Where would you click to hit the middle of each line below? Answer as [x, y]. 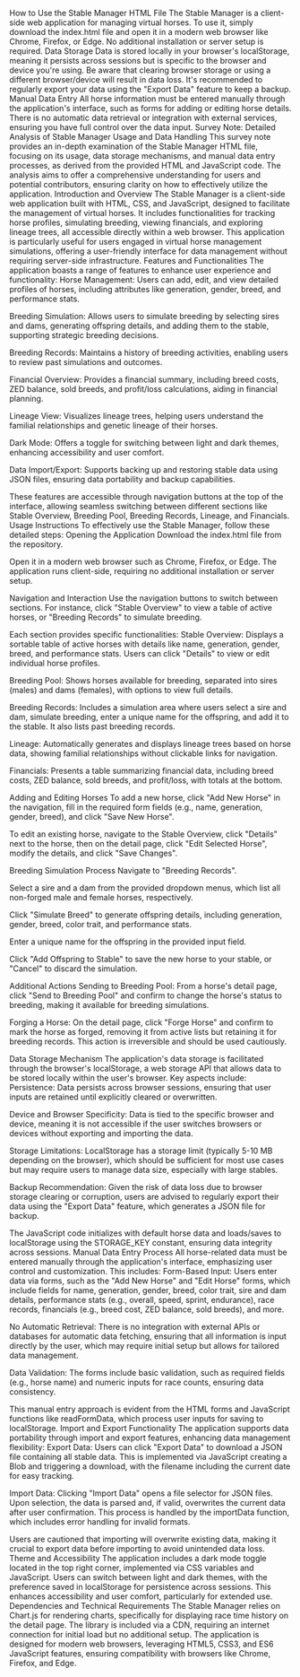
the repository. [36, 544]
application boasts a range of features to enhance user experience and [140, 270]
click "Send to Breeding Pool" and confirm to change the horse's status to [146, 995]
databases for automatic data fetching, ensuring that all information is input [148, 1336]
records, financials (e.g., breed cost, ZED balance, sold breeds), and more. [147, 1309]
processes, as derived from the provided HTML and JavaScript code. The [145, 165]
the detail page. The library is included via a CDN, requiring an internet [140, 1625]
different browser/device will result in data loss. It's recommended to [136, 79]
